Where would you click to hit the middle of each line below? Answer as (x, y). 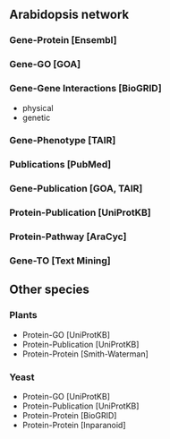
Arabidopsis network (69, 15)
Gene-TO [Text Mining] (60, 261)
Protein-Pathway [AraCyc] (68, 237)
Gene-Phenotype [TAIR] (63, 141)
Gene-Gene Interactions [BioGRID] (86, 89)
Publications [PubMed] (60, 165)
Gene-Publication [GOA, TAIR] (76, 189)
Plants (23, 315)
